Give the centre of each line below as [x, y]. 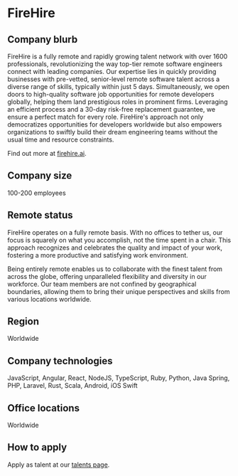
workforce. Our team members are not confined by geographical [102, 284]
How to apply [37, 447]
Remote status [40, 215]
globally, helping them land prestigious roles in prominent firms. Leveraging [118, 102]
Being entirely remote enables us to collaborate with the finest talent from [115, 269]
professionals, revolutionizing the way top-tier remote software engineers [115, 64]
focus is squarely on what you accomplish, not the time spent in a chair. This [119, 240]
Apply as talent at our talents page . [59, 465]
